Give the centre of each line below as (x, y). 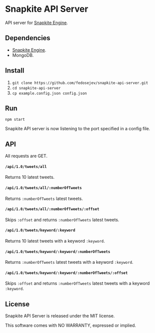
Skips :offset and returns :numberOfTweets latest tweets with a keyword (77, 283)
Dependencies (28, 38)
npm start (15, 120)
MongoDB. (23, 55)
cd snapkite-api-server (36, 88)
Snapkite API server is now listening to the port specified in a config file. (78, 129)
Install (15, 70)
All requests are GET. (26, 156)
